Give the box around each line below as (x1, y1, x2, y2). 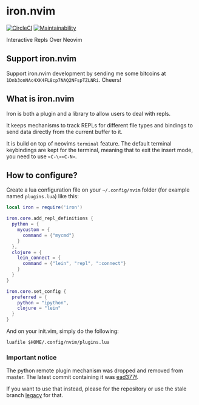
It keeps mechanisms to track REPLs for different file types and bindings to (6, 121, 193, 129)
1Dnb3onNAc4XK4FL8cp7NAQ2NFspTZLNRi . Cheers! (6, 76, 121, 83)
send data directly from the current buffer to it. (6, 128, 123, 135)
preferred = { (12, 294, 47, 300)
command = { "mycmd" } (22, 232, 75, 238)
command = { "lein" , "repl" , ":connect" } (22, 261, 126, 267)
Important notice (6, 353, 57, 361)
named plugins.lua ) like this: (6, 193, 79, 200)
